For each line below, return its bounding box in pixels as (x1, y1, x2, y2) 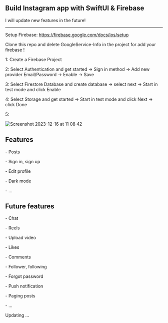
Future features (5, 202, 54, 211)
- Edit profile (5, 168, 31, 174)
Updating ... (5, 312, 29, 318)
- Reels (5, 225, 20, 231)
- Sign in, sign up (5, 158, 40, 164)
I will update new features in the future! (5, 17, 86, 23)
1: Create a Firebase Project (5, 56, 62, 62)
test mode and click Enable (5, 86, 61, 92)
